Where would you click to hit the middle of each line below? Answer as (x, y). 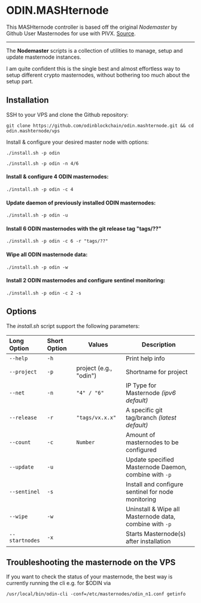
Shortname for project (156, 372)
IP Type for (141, 385)
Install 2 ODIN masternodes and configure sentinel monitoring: (86, 281)
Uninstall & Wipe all (153, 509)
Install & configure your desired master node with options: (77, 142)
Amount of (140, 435)
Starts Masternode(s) (156, 533)
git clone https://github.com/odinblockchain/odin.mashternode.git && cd (100, 126)
